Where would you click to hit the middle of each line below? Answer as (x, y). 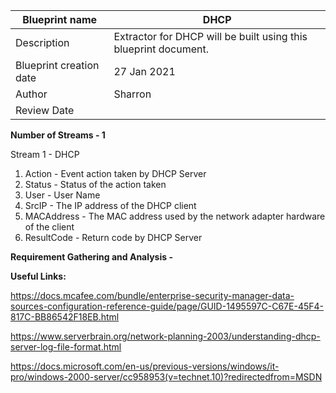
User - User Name (62, 195)
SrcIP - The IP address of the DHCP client (110, 205)
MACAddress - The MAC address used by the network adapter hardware (175, 216)
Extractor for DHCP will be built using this (210, 36)
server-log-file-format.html (66, 347)
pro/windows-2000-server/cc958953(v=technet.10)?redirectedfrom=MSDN (166, 377)
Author (31, 94)
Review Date (45, 110)
